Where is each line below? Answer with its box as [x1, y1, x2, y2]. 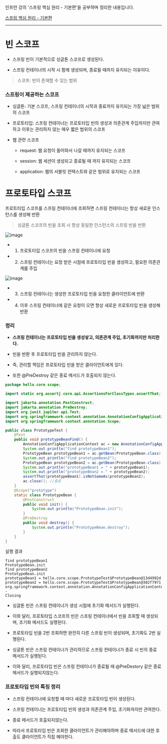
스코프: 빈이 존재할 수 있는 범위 [17, 77, 77, 83]
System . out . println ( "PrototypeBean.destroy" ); [31, 525, 130, 530]
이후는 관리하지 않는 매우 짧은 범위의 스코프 [21, 126, 105, 132]
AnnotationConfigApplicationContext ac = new [23, 442, 119, 447]
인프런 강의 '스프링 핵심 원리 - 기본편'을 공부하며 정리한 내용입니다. [5, 4, 134, 10]
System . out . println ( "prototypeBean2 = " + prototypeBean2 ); [23, 469, 150, 474]
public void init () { [23, 502, 68, 507]
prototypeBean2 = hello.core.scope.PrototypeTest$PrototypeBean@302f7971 [5, 580, 162, 585]
